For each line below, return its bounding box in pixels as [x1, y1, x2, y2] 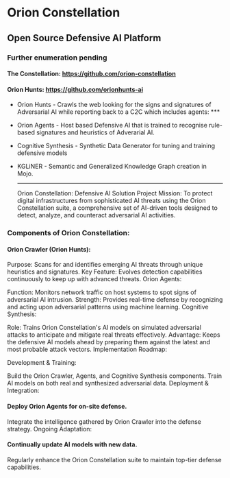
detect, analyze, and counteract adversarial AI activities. [16, 211, 176, 219]
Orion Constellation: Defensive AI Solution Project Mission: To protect [16, 189, 213, 198]
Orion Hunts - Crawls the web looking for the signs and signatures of [16, 101, 212, 109]
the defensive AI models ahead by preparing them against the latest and [7, 338, 211, 346]
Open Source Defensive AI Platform [7, 32, 162, 44]
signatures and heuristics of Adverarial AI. [36, 128, 155, 136]
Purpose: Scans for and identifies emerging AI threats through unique [7, 261, 203, 269]
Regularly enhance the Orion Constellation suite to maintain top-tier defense [7, 455, 222, 464]
